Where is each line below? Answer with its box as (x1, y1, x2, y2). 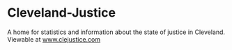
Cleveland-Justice (7, 5, 116, 21)
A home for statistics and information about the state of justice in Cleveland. (7, 28, 225, 36)
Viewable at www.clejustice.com (7, 35, 101, 43)
